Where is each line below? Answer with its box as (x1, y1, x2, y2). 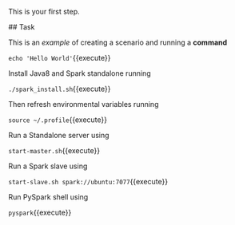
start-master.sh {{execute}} (8, 146, 101, 155)
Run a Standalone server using (8, 131, 110, 140)
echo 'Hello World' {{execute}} (8, 53, 111, 62)
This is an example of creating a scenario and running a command (8, 37, 228, 47)
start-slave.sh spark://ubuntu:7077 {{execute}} (8, 177, 169, 186)
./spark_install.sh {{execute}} (8, 84, 111, 93)
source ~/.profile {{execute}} (8, 115, 108, 124)
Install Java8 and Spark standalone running (8, 69, 151, 78)
